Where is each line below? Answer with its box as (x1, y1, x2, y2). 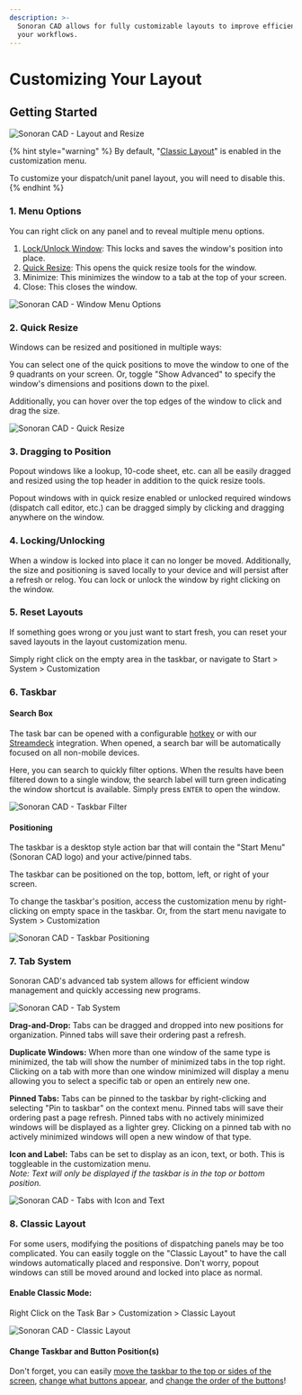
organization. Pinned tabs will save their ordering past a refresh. (9, 1029, 246, 1041)
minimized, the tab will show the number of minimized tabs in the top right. (9, 1056, 286, 1068)
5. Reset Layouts (9, 606, 84, 618)
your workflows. (17, 30, 78, 39)
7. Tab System (9, 955, 72, 968)
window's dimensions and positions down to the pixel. (9, 378, 209, 388)
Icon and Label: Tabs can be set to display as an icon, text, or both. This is (9, 1149, 285, 1160)
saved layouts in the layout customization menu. (9, 636, 188, 647)
